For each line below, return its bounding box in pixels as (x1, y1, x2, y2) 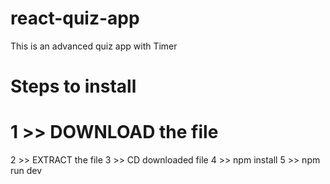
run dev (10, 165, 43, 177)
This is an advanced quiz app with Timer (10, 40, 178, 52)
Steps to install (10, 75, 137, 98)
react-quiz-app (10, 7, 140, 30)
